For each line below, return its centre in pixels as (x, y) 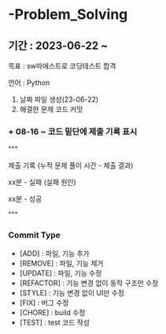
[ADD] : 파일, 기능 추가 (54, 253)
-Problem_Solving (68, 15)
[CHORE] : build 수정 (52, 312)
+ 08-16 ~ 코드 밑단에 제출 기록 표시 (73, 132)
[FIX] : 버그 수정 (44, 302)
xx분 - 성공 (25, 199)
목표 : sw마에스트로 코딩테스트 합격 (62, 66)
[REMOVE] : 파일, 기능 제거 (61, 263)
